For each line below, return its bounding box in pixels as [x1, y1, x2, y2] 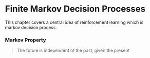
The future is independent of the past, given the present [17, 47, 130, 54]
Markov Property [5, 36, 46, 43]
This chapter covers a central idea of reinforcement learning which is [5, 19, 144, 25]
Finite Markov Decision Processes [5, 3, 146, 14]
